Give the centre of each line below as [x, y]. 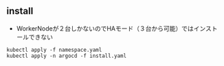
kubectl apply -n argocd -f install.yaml [67, 56]
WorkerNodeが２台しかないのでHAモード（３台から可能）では [105, 28]
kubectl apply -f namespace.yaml [54, 50]
